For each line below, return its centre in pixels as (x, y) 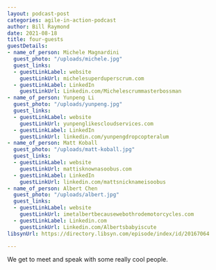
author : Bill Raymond (39, 26)
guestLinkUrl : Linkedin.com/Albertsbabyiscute (88, 227)
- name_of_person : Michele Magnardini (63, 53)
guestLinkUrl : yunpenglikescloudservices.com (87, 124)
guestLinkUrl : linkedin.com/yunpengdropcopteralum (94, 136)
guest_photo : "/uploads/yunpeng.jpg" (68, 104)
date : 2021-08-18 (32, 33)
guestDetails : (28, 46)
